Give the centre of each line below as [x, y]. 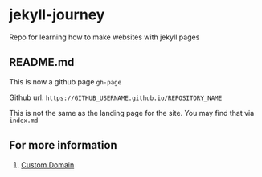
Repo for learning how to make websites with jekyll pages [104, 37]
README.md [42, 62]
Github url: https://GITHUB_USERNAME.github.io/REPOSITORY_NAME [116, 97]
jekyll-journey [57, 15]
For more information [63, 145]
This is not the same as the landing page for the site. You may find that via [132, 113]
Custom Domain [47, 165]
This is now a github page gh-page [65, 81]
